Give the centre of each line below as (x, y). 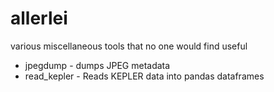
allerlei (39, 18)
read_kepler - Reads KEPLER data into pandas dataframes (144, 76)
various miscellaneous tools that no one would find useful (129, 46)
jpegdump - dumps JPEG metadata (97, 65)
